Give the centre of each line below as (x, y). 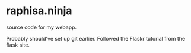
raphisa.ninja (39, 11)
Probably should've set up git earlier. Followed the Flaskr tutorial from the (96, 38)
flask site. (18, 45)
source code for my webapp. (42, 27)
